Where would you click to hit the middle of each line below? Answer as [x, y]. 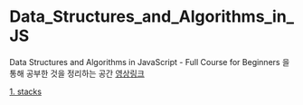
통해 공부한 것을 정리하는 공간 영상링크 [77, 73]
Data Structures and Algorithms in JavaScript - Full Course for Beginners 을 [150, 62]
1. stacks [26, 91]
